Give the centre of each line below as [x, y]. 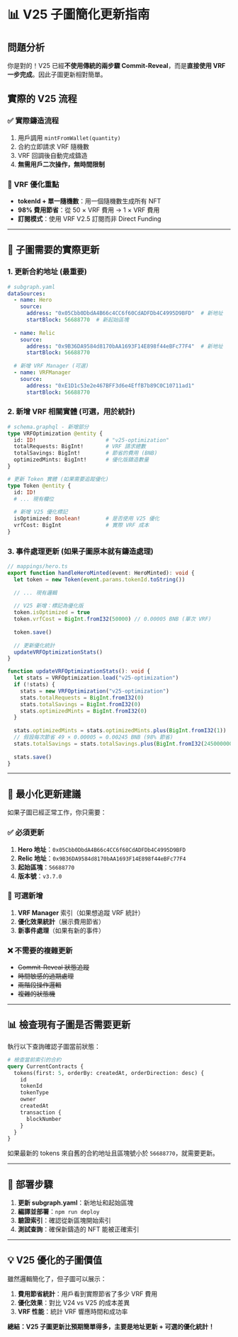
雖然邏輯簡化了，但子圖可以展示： [57, 1278]
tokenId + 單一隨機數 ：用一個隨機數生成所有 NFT [89, 201]
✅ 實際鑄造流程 [33, 121]
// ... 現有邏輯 [36, 593]
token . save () [33, 632]
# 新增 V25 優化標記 [41, 512]
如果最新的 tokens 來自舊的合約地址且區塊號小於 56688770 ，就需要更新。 [113, 1153]
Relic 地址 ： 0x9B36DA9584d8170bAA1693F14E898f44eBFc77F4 [102, 858]
